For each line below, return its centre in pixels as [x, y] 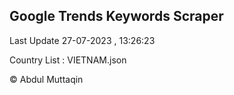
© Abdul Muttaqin [46, 79]
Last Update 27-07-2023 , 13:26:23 [82, 40]
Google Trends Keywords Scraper [116, 16]
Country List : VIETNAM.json [68, 60]
